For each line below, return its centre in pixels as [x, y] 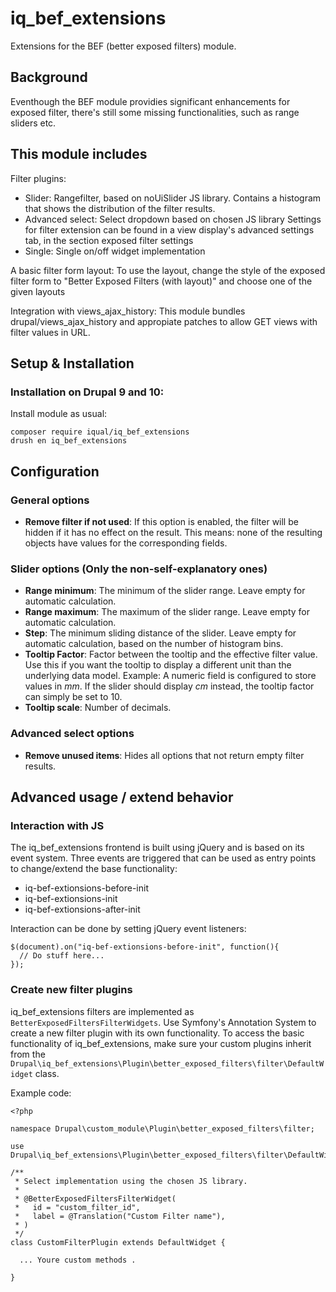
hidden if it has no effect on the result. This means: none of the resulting [173, 532]
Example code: [41, 1093]
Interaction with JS [57, 825]
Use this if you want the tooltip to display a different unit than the [158, 665]
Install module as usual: [59, 414]
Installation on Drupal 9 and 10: [87, 392]
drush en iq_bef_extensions [69, 441]
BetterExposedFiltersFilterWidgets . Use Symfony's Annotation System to [163, 1022]
